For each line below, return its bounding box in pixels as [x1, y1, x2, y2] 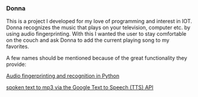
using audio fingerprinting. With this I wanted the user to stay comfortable [6, 30, 187, 37]
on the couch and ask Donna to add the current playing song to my [6, 37, 170, 44]
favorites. [6, 43, 30, 50]
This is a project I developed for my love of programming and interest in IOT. [6, 18, 193, 25]
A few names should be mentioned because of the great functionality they [6, 55, 188, 62]
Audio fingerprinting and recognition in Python [6, 73, 120, 80]
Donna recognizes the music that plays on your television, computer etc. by [6, 24, 191, 31]
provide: [6, 61, 27, 68]
